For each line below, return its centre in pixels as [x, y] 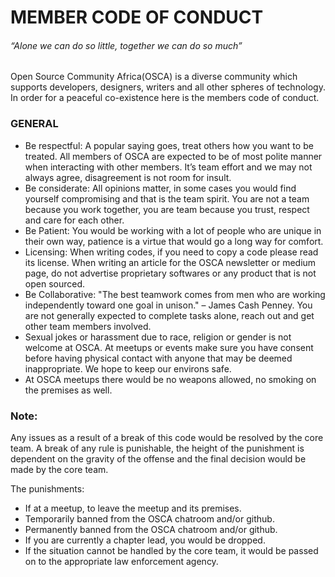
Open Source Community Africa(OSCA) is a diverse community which [154, 77]
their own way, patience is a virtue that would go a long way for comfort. [174, 241]
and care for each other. [74, 220]
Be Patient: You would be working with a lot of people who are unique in [173, 230]
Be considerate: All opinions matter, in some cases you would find [160, 188]
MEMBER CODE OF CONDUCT [137, 17]
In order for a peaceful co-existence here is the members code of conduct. [165, 98]
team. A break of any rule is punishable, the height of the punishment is [157, 448]
